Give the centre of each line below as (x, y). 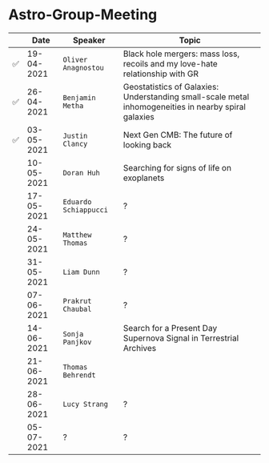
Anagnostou (83, 67)
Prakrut (77, 301)
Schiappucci (85, 209)
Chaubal (77, 309)
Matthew (77, 235)
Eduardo (77, 201)
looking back (147, 144)
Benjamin (79, 97)
